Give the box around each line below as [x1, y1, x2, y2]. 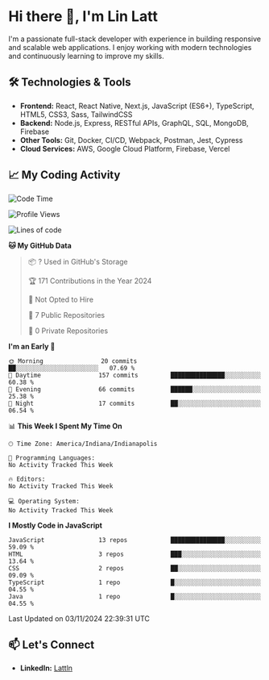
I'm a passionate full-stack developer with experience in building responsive [8, 34, 262, 44]
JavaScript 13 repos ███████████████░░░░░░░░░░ [8, 536, 262, 544]
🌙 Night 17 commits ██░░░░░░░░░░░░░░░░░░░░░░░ [8, 399, 262, 407]
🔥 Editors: [8, 475, 46, 483]
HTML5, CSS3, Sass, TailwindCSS [19, 109, 133, 119]
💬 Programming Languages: [8, 453, 95, 462]
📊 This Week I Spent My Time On [8, 421, 122, 431]
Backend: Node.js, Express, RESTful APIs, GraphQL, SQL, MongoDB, [19, 118, 249, 127]
